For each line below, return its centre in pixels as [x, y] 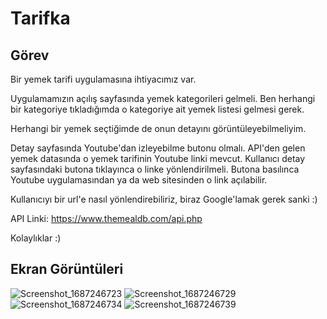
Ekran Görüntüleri [67, 269]
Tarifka [40, 18]
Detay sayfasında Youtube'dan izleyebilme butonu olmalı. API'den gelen [158, 148]
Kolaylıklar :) [36, 238]
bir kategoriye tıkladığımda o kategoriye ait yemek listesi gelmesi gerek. [157, 109]
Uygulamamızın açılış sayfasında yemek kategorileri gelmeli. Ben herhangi [163, 98]
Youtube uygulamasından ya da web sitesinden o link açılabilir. [139, 180]
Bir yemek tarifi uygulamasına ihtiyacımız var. [103, 79]
